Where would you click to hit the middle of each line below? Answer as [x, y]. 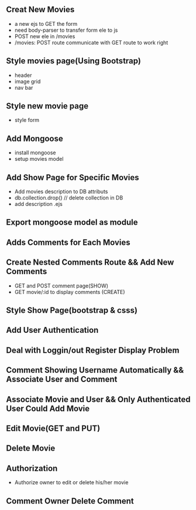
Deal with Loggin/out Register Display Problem [93, 350]
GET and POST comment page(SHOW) [61, 286]
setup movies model [39, 159]
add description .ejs [38, 204]
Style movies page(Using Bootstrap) [74, 61]
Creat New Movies [40, 10]
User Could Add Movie [48, 408]
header [23, 75]
